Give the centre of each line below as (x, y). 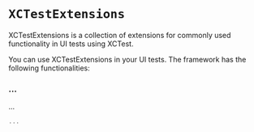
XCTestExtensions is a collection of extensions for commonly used (120, 35)
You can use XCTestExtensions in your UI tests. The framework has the (127, 59)
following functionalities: (50, 68)
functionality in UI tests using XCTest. (71, 44)
